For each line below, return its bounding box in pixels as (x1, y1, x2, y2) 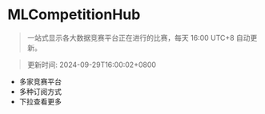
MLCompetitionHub (7, 6, 141, 24)
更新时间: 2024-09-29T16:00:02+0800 (26, 60, 157, 69)
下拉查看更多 (18, 96, 62, 106)
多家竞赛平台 (18, 77, 62, 86)
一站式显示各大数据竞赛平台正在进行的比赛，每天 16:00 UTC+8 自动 (26, 33, 251, 42)
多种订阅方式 (18, 86, 62, 96)
